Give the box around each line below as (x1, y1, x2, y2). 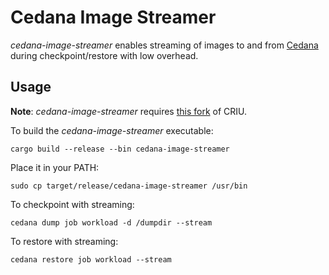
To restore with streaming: (10, 235, 119, 247)
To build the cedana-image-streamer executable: (10, 124, 214, 136)
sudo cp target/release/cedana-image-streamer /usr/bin (10, 181, 248, 191)
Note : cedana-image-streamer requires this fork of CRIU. (10, 105, 248, 117)
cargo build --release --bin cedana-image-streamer (10, 144, 230, 154)
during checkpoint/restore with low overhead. (10, 49, 199, 61)
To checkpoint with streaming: (10, 198, 135, 210)
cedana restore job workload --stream (10, 254, 172, 265)
